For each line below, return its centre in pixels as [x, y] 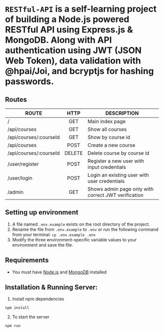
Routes [16, 99]
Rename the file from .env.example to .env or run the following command [85, 229]
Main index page [107, 121]
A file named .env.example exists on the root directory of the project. [81, 224]
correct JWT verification [116, 195]
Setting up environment [42, 212]
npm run [13, 326]
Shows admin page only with [121, 189]
